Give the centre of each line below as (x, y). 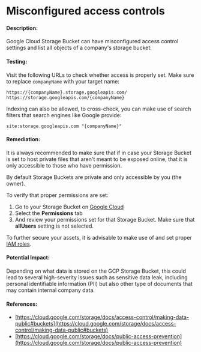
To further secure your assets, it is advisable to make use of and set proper (99, 237)
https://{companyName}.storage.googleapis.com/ (67, 92)
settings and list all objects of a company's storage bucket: (79, 48)
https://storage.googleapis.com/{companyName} (65, 97)
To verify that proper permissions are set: (58, 195)
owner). (16, 183)
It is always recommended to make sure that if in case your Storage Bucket (99, 153)
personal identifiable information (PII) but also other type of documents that (100, 284)
